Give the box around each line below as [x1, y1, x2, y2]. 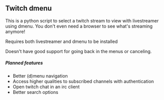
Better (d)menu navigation [12, 72, 68, 79]
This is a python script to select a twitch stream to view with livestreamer [5, 17, 159, 23]
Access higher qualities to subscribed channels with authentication [12, 78, 154, 84]
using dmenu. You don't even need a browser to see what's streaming [5, 23, 153, 29]
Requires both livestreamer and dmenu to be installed [5, 38, 118, 44]
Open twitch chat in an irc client [12, 84, 80, 90]
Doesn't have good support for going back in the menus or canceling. [5, 48, 152, 54]
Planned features [5, 60, 43, 66]
